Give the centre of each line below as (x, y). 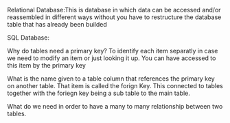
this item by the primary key (46, 65)
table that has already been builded (57, 24)
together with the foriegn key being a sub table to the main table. (99, 93)
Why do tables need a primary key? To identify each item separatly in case (113, 51)
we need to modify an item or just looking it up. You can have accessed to (112, 58)
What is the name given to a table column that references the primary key (111, 79)
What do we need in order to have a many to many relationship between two (115, 106)
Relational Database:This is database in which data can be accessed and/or (114, 10)
